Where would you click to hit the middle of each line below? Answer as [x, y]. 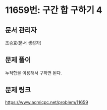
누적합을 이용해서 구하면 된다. [34, 73]
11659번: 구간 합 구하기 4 [54, 10]
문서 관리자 [21, 30]
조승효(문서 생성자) [24, 43]
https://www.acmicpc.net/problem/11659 [47, 102]
